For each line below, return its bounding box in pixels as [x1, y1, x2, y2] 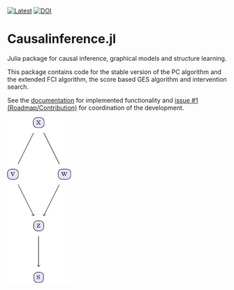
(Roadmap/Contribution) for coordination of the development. [7, 103, 184, 112]
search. [7, 82, 29, 91]
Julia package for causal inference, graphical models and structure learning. [7, 54, 227, 62]
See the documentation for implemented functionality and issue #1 [7, 96, 198, 104]
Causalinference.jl [7, 31, 117, 47]
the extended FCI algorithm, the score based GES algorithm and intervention [7, 75, 227, 83]
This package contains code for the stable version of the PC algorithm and [7, 67, 222, 76]
